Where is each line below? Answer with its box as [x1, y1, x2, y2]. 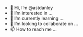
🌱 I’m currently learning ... [10, 15, 64, 21]
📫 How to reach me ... [10, 26, 57, 32]
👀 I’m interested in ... [10, 10, 53, 16]
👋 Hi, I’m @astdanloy [10, 5, 53, 10]
